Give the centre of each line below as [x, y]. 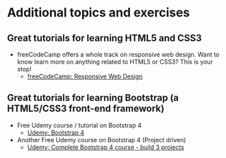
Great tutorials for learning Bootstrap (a [93, 98]
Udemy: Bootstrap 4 [55, 133]
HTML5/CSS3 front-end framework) [86, 109]
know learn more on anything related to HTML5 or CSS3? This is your [115, 62]
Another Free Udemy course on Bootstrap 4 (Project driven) [101, 139]
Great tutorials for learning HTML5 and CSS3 [104, 38]
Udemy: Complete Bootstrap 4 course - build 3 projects [106, 147]
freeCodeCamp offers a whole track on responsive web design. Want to [118, 54]
